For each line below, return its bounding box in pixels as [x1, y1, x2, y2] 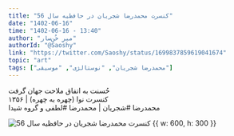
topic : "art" [8, 57, 52, 65]
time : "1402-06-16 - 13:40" [8, 26, 102, 34]
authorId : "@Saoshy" [8, 42, 77, 50]
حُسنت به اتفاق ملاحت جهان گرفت [8, 86, 110, 95]
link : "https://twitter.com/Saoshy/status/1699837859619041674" [8, 49, 227, 57]
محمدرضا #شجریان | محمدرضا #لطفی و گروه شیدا [8, 102, 161, 112]
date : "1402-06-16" [8, 19, 73, 27]
